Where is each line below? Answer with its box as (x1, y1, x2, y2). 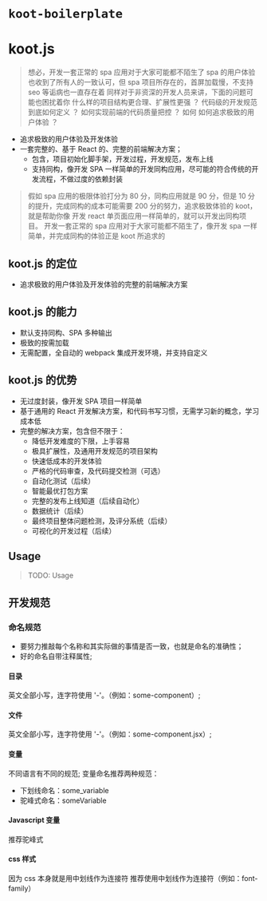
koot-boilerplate (8, 6, 124, 22)
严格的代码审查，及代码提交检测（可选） (31, 466, 165, 475)
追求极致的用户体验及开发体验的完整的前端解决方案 (19, 279, 188, 289)
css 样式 (8, 854, 37, 864)
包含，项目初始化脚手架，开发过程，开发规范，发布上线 (31, 154, 214, 164)
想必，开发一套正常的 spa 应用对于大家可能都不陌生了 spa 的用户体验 (27, 67, 256, 77)
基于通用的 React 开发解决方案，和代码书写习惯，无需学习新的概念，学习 (19, 406, 260, 415)
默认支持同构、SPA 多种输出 (19, 327, 113, 337)
